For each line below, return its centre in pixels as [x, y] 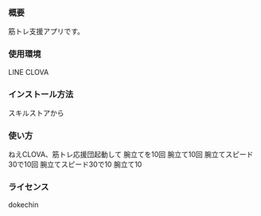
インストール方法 [41, 94]
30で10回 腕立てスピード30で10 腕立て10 [75, 164]
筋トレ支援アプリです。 [47, 31]
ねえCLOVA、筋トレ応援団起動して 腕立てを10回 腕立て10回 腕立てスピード [131, 155]
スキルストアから [36, 112]
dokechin [23, 205]
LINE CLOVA [29, 72]
